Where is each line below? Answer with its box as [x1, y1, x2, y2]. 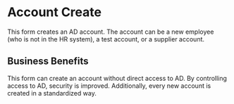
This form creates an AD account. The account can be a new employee [7, 27, 214, 36]
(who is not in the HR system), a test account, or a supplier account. [7, 34, 205, 43]
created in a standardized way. [7, 89, 97, 97]
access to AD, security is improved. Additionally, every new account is [7, 82, 211, 90]
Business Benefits [7, 56, 90, 67]
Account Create [7, 4, 102, 20]
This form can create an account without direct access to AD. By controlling [7, 74, 228, 82]
